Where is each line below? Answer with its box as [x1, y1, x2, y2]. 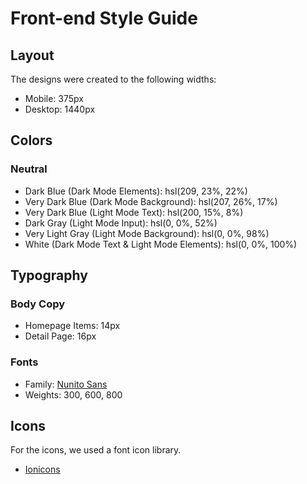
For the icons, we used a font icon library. [10, 444, 182, 456]
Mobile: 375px [24, 93, 84, 104]
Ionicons [24, 463, 61, 476]
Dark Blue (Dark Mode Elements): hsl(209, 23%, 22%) [24, 185, 248, 197]
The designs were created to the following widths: [10, 73, 217, 85]
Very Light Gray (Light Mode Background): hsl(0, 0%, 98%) [24, 227, 270, 239]
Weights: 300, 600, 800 [24, 388, 123, 401]
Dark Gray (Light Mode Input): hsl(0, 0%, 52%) [24, 217, 218, 229]
